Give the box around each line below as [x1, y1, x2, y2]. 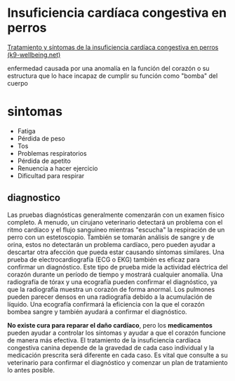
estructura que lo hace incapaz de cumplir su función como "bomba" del [7, 72, 218, 80]
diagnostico [7, 192, 61, 204]
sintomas [7, 104, 63, 120]
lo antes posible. [7, 366, 55, 374]
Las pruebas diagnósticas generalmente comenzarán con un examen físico [7, 210, 224, 219]
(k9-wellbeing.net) [7, 51, 61, 59]
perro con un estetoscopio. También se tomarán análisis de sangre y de [7, 233, 215, 241]
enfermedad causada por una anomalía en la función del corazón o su [7, 64, 210, 72]
